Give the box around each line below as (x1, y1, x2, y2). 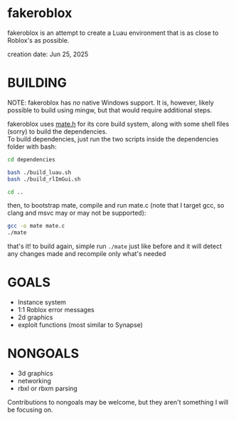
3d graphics (17, 369, 53, 378)
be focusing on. (7, 405, 53, 414)
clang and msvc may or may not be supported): (7, 208, 146, 218)
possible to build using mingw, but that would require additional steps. (7, 105, 213, 114)
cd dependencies (7, 156, 55, 163)
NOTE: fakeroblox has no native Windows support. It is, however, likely (7, 98, 215, 107)
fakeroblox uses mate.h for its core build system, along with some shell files (7, 119, 230, 128)
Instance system (17, 298, 66, 307)
